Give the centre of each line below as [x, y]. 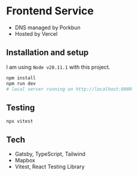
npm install [21, 78]
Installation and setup [47, 53]
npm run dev [21, 84]
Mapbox [25, 160]
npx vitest [20, 121]
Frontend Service [50, 11]
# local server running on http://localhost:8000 [69, 89]
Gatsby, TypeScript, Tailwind [50, 154]
